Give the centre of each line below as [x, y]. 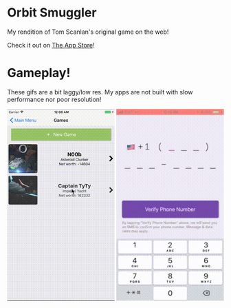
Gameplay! [39, 73]
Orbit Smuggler [52, 13]
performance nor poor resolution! [54, 99]
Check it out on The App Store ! [51, 45]
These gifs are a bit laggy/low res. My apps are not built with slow [100, 92]
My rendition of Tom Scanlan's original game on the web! [88, 32]
